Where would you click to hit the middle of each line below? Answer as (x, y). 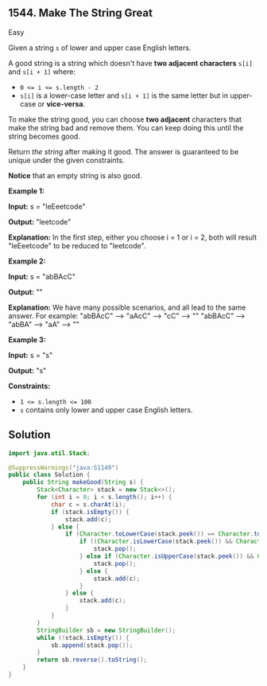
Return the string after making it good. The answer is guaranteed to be (124, 151)
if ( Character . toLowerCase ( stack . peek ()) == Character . (159, 534)
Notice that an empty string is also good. (75, 175)
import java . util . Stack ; (49, 453)
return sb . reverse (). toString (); (92, 660)
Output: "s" (27, 370)
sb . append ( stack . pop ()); (92, 645)
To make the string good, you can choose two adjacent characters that (125, 119)
